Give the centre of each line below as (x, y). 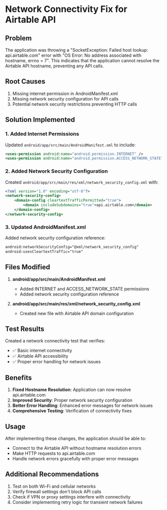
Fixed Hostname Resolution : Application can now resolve (72, 390)
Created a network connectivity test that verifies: (55, 341)
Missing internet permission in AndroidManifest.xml (65, 94)
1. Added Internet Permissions (42, 134)
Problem (19, 38)
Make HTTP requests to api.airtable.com (54, 453)
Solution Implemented (40, 120)
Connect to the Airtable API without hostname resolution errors (77, 448)
